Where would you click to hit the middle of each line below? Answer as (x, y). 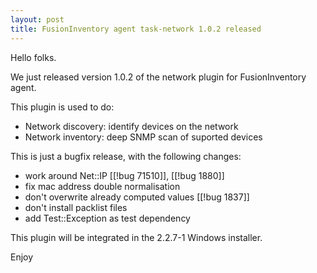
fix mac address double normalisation (102, 186)
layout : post (37, 19)
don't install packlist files (76, 207)
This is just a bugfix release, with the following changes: (126, 156)
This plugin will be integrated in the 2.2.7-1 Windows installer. (136, 237)
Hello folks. (33, 57)
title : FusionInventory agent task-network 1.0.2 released (136, 29)
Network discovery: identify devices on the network (131, 126)
